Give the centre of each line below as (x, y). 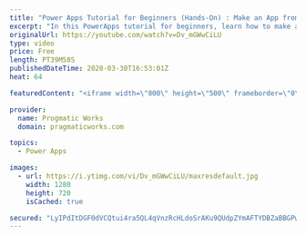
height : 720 (48, 193)
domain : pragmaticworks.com (71, 127)
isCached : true (55, 202)
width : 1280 (48, 184)
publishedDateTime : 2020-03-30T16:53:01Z (89, 69)
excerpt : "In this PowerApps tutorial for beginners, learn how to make (150, 26)
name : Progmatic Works (61, 118)
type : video (32, 43)
